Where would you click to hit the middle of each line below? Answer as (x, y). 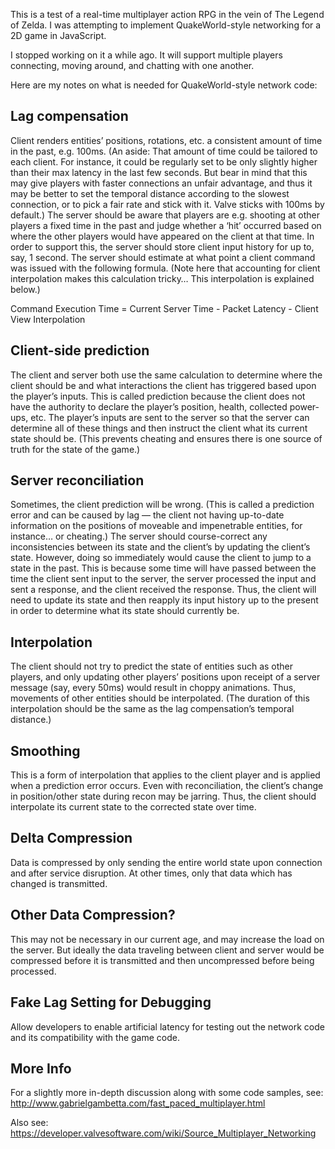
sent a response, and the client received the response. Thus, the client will (163, 590)
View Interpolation (48, 319)
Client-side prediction (80, 350)
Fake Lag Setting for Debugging (111, 1002)
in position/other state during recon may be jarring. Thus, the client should (163, 796)
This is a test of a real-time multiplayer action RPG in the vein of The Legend (167, 14)
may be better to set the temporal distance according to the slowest (150, 193)
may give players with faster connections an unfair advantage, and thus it (161, 183)
